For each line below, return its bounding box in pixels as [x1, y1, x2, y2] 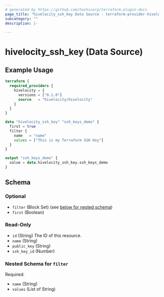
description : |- [5, 21, 38, 26]
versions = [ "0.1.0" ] [18, 92, 62, 97]
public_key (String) [12, 243, 51, 249]
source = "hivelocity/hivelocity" [18, 97, 93, 102]
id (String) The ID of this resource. [12, 232, 82, 238]
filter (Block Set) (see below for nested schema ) [12, 204, 113, 210]
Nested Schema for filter [5, 260, 68, 267]
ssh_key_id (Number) [12, 248, 55, 254]
